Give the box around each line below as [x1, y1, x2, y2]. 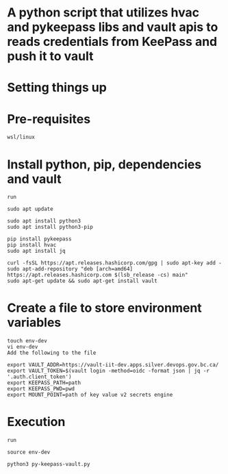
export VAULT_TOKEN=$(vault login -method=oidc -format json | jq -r [7, 368, 210, 375]
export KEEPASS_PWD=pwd [7, 386, 75, 392]
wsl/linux [7, 134, 36, 141]
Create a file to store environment [7, 300, 202, 316]
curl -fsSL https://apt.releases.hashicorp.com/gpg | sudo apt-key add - [7, 260, 223, 266]
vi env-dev [7, 344, 38, 351]
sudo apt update [7, 205, 53, 213]
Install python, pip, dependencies [7, 156, 202, 172]
